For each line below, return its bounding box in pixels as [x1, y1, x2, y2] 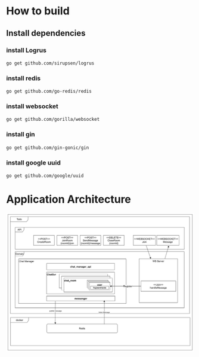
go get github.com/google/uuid [6, 173, 84, 179]
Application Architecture [6, 193, 131, 206]
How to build [6, 4, 70, 18]
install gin [6, 130, 36, 139]
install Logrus [6, 46, 46, 54]
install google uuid [6, 158, 61, 167]
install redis [6, 74, 41, 82]
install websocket [6, 102, 58, 111]
